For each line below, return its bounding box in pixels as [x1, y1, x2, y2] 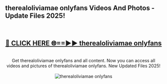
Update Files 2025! [5, 12, 66, 20]
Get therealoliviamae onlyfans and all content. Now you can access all [11, 57, 156, 63]
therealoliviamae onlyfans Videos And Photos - [5, 4, 155, 12]
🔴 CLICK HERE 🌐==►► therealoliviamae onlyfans [5, 39, 162, 47]
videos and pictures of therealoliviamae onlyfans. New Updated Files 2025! [6, 63, 161, 69]
